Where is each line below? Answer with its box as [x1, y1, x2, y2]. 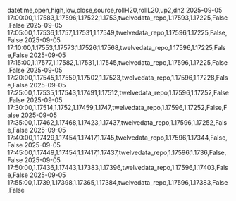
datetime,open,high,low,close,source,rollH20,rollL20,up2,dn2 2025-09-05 [7, 6, 223, 14]
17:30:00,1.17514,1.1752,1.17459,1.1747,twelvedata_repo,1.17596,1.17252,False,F [7, 104, 228, 111]
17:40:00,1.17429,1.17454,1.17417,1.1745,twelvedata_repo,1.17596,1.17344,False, [7, 133, 228, 142]
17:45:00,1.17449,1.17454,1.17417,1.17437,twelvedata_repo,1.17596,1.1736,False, [7, 148, 227, 157]
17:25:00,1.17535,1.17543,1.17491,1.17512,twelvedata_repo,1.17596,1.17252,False [7, 88, 229, 97]
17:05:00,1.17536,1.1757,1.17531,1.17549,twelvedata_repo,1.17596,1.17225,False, [7, 28, 228, 37]
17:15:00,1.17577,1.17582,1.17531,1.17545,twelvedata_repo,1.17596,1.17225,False [7, 59, 228, 66]
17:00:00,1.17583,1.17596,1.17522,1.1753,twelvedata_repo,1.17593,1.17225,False [7, 13, 228, 22]
